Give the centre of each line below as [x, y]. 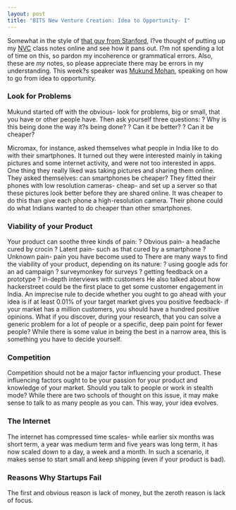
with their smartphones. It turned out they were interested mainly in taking [114, 155]
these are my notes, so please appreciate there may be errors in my [106, 63]
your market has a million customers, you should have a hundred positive [113, 309]
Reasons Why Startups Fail [55, 478]
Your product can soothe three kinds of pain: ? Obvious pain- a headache [114, 242]
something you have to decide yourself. [64, 339]
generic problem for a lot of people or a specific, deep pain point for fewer [115, 324]
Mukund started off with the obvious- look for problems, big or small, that [114, 112]
